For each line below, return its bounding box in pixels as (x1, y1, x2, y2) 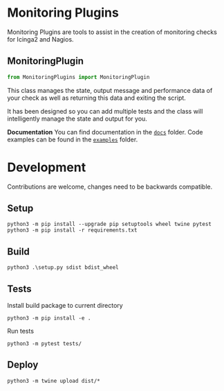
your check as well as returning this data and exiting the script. (7, 94, 187, 102)
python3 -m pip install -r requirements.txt (7, 227, 138, 234)
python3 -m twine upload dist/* (7, 377, 100, 384)
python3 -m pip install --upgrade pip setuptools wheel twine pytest (7, 220, 212, 228)
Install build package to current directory (7, 302, 123, 309)
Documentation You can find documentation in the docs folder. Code (7, 128, 203, 136)
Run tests (7, 327, 35, 335)
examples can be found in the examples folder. (7, 135, 138, 144)
